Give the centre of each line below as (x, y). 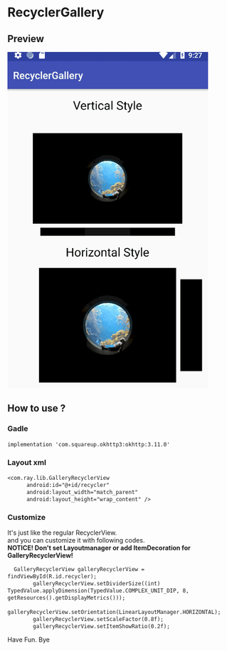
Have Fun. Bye (28, 640)
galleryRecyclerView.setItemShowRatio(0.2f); (102, 627)
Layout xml (27, 462)
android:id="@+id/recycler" (68, 485)
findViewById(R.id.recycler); (52, 577)
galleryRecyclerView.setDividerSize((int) (97, 584)
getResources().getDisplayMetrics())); (67, 598)
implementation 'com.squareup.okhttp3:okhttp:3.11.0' (89, 444)
